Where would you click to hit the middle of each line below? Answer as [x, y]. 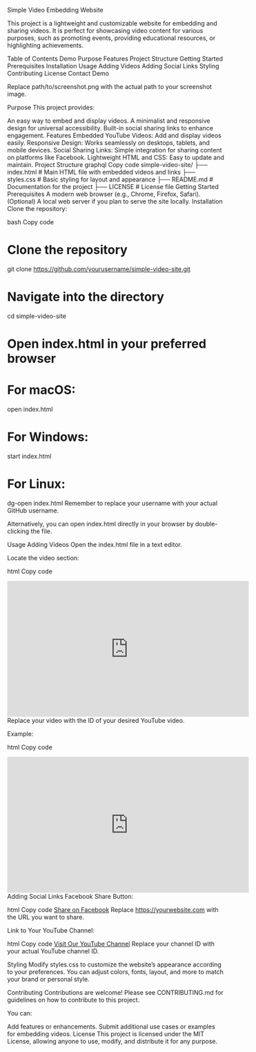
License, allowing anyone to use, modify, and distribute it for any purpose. [112, 1041]
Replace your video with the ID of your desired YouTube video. [96, 720]
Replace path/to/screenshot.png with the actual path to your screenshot [110, 87]
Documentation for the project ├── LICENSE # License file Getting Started [113, 187]
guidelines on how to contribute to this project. [73, 1000]
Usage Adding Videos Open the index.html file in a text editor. [95, 544]
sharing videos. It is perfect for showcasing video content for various [105, 31]
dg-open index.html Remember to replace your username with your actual [112, 503]
